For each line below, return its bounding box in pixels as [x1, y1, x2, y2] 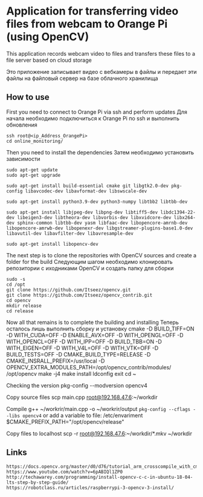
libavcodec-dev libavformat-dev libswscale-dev [25, 188, 147, 194]
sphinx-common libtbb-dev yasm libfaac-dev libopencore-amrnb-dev [17, 220, 188, 226]
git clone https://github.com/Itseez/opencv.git [6, 286, 131, 293]
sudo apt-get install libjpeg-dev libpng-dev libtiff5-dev [6, 209, 158, 216]
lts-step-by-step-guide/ [6, 479, 69, 485]
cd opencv [6, 297, 31, 303]
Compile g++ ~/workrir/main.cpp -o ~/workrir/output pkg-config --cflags [6, 405, 191, 412]
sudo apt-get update [6, 166, 59, 173]
